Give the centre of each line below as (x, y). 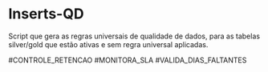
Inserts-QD (46, 14)
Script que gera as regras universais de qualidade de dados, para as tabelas (134, 36)
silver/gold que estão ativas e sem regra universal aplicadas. (108, 44)
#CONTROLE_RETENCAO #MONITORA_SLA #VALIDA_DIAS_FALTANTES (128, 60)
